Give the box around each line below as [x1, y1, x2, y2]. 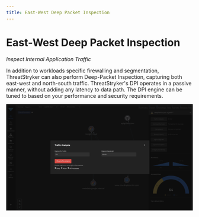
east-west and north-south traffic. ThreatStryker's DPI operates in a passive [6, 79, 192, 87]
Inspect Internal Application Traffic [6, 55, 91, 62]
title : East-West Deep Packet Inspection [6, 9, 110, 15]
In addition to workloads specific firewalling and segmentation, [6, 67, 159, 74]
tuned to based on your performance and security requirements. [6, 92, 163, 99]
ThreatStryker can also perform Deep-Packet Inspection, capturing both [6, 73, 182, 80]
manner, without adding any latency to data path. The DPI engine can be [6, 86, 182, 93]
